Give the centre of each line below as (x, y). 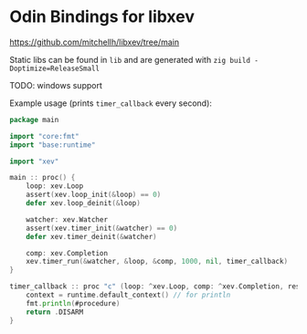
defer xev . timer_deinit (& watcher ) (91, 236)
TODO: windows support (56, 85)
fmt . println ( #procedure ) (73, 303)
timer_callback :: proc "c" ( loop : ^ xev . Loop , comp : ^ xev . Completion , (147, 287)
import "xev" (34, 162)
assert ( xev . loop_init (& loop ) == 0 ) (94, 195)
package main (34, 120)
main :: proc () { (42, 178)
